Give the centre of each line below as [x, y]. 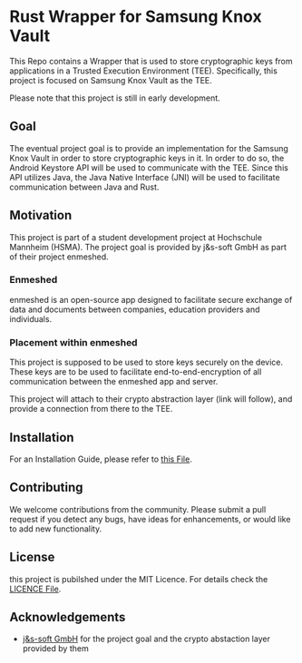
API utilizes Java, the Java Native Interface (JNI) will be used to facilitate [145, 177]
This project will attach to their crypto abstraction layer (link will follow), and [151, 399]
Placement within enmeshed [73, 342]
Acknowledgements [68, 617]
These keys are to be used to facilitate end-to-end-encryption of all [136, 372]
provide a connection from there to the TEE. [91, 409]
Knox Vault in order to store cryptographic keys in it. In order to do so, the [147, 158]
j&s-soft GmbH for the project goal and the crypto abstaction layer [146, 639]
